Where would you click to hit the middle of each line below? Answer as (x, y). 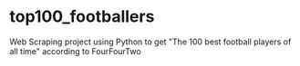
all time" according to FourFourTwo (75, 51)
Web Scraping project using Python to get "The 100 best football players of (150, 42)
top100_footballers (82, 17)
